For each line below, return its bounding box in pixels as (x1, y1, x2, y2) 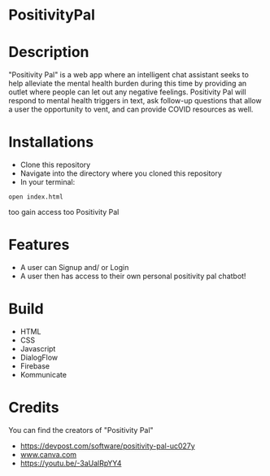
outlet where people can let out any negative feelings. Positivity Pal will (8, 87, 246, 97)
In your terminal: (20, 177, 76, 187)
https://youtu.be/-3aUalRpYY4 (20, 458, 122, 468)
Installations (8, 133, 94, 151)
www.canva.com (20, 449, 77, 459)
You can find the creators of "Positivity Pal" (8, 425, 154, 435)
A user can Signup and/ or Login (20, 263, 129, 272)
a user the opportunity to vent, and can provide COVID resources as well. (8, 104, 254, 115)
